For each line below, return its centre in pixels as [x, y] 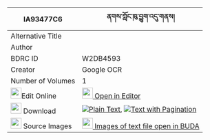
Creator [23, 70]
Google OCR [102, 70]
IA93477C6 [43, 19]
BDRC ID [25, 58]
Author [22, 47]
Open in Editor [118, 96]
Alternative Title [36, 36]
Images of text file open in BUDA [147, 126]
